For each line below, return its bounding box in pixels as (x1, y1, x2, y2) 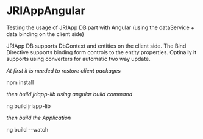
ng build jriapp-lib (6, 102, 51, 110)
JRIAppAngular (6, 4, 85, 18)
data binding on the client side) (6, 30, 84, 37)
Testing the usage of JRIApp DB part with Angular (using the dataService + (6, 24, 195, 31)
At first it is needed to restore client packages (6, 66, 121, 74)
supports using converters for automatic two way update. (6, 55, 151, 62)
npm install (6, 79, 34, 86)
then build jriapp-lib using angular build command (6, 90, 133, 98)
